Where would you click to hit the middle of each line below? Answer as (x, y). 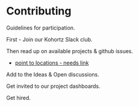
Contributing (39, 11)
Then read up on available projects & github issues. (70, 51)
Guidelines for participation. (41, 28)
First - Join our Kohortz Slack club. (49, 39)
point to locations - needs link (52, 63)
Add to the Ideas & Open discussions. (53, 74)
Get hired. (19, 98)
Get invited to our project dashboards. (53, 86)
